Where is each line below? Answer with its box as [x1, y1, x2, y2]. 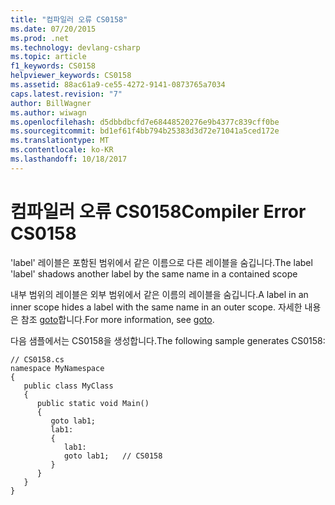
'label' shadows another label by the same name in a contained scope [10, 267, 298, 280]
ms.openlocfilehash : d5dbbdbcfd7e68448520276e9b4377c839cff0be [10, 117, 280, 127]
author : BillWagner [10, 98, 92, 108]
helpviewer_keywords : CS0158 [10, 71, 132, 81]
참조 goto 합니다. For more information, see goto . [20, 313, 215, 325]
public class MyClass [23, 381, 114, 391]
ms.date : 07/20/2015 [10, 24, 97, 34]
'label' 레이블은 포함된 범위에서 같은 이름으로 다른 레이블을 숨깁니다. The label [10, 256, 313, 268]
